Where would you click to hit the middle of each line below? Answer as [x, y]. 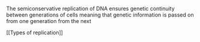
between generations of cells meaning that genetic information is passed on [100, 15]
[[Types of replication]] [35, 33]
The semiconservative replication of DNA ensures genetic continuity [90, 9]
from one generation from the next [49, 21]
